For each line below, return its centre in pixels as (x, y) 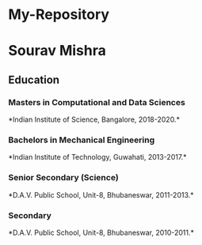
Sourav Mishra (57, 51)
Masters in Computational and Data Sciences (97, 102)
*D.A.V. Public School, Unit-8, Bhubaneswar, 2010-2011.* (101, 232)
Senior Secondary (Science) (63, 178)
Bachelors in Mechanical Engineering (82, 140)
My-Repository (59, 15)
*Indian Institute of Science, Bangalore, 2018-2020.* (94, 119)
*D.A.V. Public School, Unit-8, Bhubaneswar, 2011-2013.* (101, 194)
